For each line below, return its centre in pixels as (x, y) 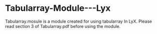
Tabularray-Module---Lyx (58, 8)
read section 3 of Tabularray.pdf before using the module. (63, 26)
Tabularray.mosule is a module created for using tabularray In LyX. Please (78, 21)
